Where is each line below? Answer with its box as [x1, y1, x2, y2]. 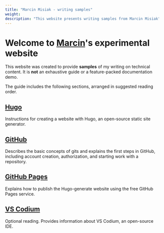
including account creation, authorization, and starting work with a [5, 153, 139, 159]
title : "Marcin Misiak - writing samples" [5, 7, 93, 12]
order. [5, 89, 17, 95]
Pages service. [5, 191, 35, 197]
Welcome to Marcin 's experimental [5, 37, 150, 48]
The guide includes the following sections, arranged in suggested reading [5, 84, 154, 89]
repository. [5, 158, 27, 164]
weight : [5, 12, 21, 17]
